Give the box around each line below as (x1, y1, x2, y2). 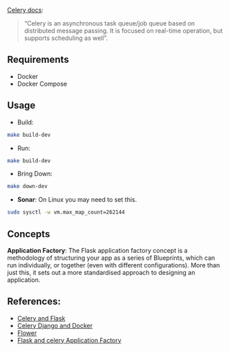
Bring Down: (17, 169, 53, 178)
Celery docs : (7, 6, 44, 14)
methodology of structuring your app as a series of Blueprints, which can (7, 254, 215, 262)
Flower (17, 328, 37, 337)
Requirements (7, 54, 69, 66)
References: (7, 296, 61, 307)
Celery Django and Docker (17, 321, 93, 330)
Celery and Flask (17, 314, 66, 322)
